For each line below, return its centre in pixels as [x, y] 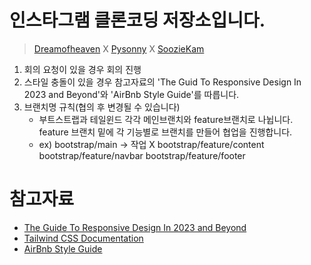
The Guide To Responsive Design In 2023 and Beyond [135, 227]
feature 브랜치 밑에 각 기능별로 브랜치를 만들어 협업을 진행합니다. [165, 132]
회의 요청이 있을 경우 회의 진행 [82, 69]
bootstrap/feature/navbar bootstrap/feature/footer [142, 155]
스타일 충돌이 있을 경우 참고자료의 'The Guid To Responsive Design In [162, 82]
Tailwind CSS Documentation [83, 238]
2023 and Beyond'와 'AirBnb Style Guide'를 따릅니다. [131, 94]
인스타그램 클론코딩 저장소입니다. [137, 20]
